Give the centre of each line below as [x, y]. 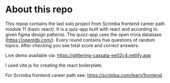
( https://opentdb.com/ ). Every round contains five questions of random [80, 40]
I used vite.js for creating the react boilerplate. [54, 65]
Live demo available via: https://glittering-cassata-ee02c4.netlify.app [78, 55]
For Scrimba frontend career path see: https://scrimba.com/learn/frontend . [84, 75]
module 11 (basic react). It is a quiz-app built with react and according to [81, 29]
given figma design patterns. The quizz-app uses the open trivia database [83, 34]
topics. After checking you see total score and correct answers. [72, 45]
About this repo [39, 9]
